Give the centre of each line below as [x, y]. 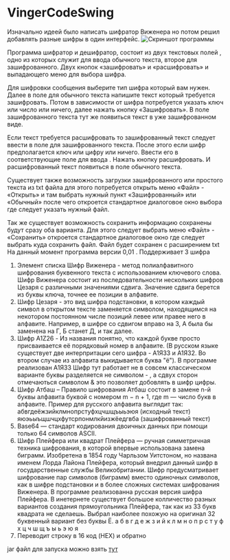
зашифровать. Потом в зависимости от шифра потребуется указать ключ [115, 102]
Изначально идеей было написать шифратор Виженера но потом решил [114, 32]
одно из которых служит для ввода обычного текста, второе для [102, 59]
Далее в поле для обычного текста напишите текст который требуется [111, 95]
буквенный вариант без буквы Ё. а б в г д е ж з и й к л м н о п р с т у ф [120, 521]
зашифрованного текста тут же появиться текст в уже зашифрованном [112, 117]
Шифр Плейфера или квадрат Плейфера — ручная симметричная [114, 440]
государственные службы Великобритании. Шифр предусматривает [118, 470]
